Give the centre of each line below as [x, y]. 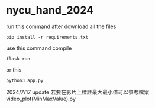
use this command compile [39, 48]
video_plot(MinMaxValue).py [41, 99]
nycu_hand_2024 [50, 10]
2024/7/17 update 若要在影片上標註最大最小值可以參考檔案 [78, 92]
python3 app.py [25, 80]
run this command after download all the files [61, 26]
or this [14, 70]
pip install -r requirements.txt [47, 37]
